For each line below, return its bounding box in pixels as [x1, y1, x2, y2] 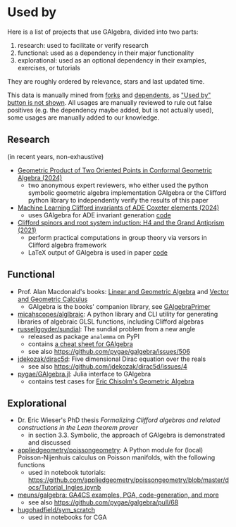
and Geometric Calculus [17, 295, 88, 303]
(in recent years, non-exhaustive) [7, 152, 104, 160]
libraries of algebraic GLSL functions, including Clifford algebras [17, 317, 204, 326]
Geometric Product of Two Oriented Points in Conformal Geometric [17, 166, 213, 174]
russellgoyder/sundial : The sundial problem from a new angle [17, 324, 196, 333]
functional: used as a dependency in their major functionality [17, 49, 194, 57]
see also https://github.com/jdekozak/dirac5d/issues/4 [27, 362, 188, 370]
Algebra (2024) [17, 173, 63, 182]
